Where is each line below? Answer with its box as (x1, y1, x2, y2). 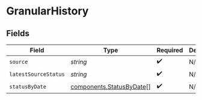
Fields (6, 28, 30, 39)
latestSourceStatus (9, 70, 65, 78)
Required (156, 46, 183, 54)
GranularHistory (6, 4, 89, 18)
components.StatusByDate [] (70, 83, 151, 91)
